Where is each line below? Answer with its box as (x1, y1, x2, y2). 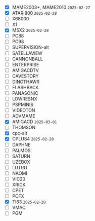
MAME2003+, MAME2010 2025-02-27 (12, 5, 90, 10)
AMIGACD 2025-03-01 (12, 119, 58, 125)
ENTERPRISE (12, 61, 39, 67)
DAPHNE (12, 141, 31, 148)
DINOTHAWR (12, 79, 40, 85)
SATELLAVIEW (12, 50, 42, 56)
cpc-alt (12, 130, 27, 136)
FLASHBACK (12, 84, 39, 90)
